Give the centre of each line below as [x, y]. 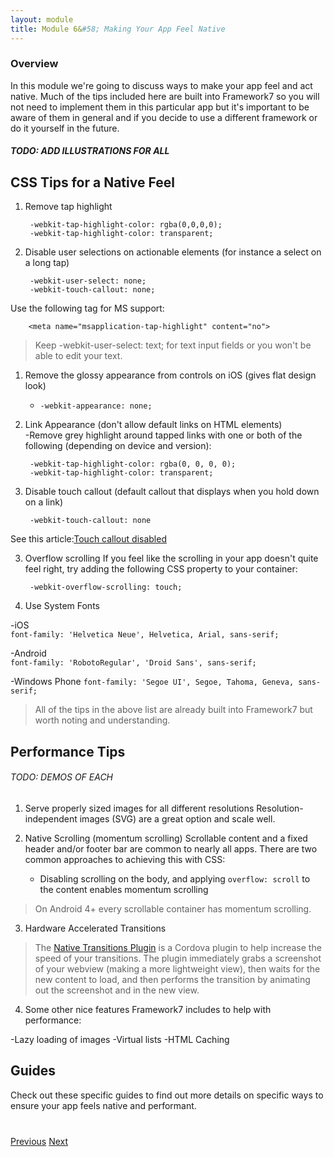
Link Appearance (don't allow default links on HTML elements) [153, 425]
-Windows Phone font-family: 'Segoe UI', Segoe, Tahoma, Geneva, [152, 682]
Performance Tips [68, 751]
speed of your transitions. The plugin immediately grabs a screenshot [178, 958]
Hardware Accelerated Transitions [95, 928]
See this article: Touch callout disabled [88, 539]
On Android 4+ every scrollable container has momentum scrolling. [173, 908]
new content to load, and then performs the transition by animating [172, 979]
